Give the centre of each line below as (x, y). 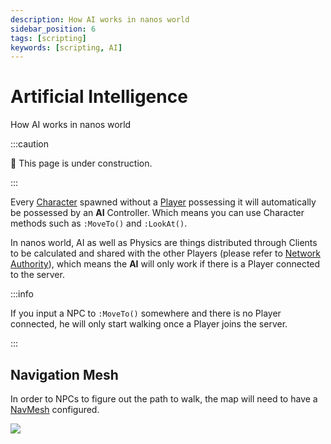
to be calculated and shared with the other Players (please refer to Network (166, 253)
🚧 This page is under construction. (81, 163)
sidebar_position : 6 (53, 29)
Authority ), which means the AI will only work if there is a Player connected (165, 264)
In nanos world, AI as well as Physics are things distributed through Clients (164, 243)
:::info (22, 294)
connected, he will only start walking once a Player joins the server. (149, 324)
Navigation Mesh (64, 374)
